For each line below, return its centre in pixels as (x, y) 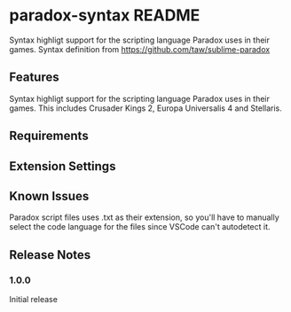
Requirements (49, 136)
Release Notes (50, 255)
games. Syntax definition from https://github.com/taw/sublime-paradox (140, 49)
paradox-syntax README (105, 16)
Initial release (33, 300)
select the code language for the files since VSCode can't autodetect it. (140, 227)
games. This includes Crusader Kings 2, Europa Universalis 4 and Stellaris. (145, 108)
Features (34, 78)
